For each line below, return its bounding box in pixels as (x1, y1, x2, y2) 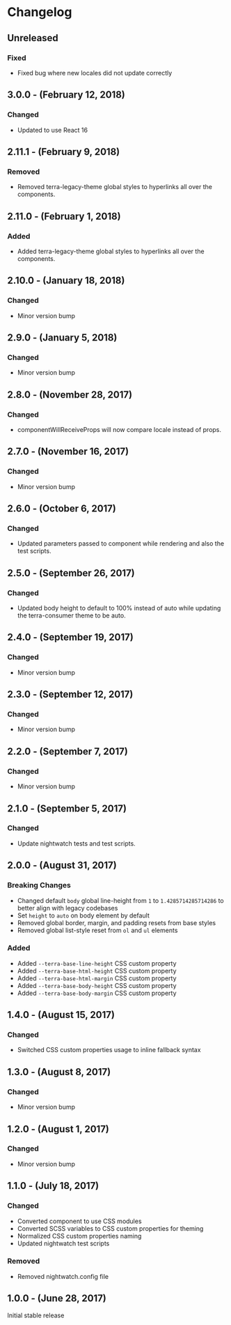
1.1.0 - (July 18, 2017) (7, 1180, 99, 1192)
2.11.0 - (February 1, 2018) (7, 210, 121, 222)
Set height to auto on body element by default (17, 911, 150, 920)
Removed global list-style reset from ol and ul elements (17, 926, 178, 934)
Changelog (7, 4, 72, 20)
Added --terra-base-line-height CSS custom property (17, 959, 177, 967)
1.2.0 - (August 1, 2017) (7, 1123, 110, 1135)
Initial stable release (7, 1311, 65, 1319)
